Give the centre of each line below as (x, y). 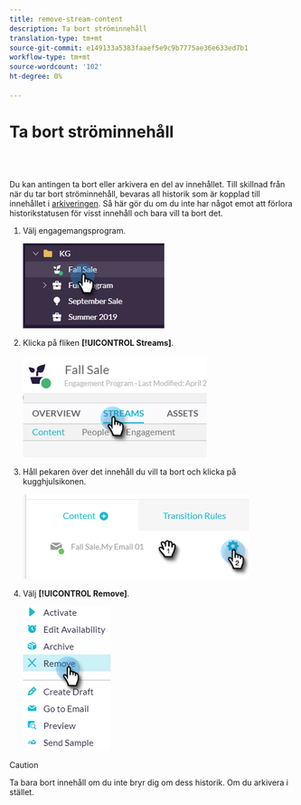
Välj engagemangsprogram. (74, 230)
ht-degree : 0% (36, 77)
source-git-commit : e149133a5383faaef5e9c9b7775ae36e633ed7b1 (129, 48)
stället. (22, 791)
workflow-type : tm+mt (50, 57)
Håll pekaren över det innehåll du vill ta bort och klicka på (129, 472)
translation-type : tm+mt (56, 38)
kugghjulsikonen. (54, 481)
